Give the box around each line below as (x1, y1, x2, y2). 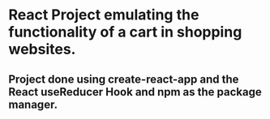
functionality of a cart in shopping (8, 23, 242, 41)
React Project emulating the (8, 6, 199, 24)
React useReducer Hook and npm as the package (8, 85, 262, 99)
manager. (8, 97, 58, 111)
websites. (8, 40, 76, 58)
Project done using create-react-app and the (8, 72, 239, 86)
